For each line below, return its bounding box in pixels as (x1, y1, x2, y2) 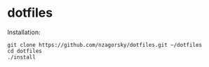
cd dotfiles (7, 47, 42, 54)
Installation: (7, 28, 41, 36)
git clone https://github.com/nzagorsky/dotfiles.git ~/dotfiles (7, 41, 202, 48)
